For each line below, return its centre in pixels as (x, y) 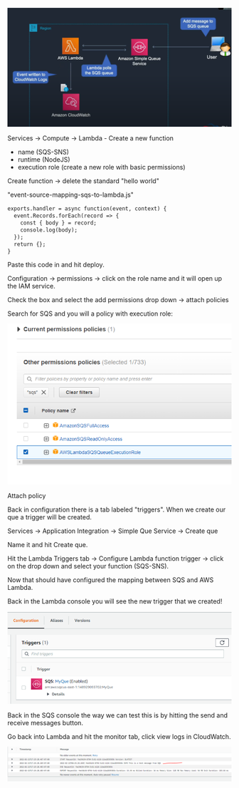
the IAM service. (31, 286)
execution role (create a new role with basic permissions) (102, 167)
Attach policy (27, 495)
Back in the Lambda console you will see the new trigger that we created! (115, 601)
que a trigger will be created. (50, 517)
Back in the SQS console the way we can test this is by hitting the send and (118, 715)
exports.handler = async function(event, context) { (87, 209)
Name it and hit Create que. (48, 544)
